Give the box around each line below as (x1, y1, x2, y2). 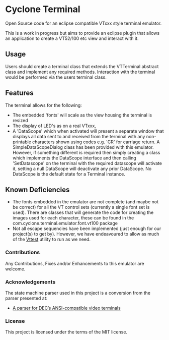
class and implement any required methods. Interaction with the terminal (5, 69, 155, 75)
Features (5, 89, 34, 97)
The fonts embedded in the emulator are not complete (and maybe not (12, 199, 158, 205)
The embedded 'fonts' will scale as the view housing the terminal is (12, 112, 152, 118)
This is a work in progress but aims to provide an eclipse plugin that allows (5, 30, 160, 36)
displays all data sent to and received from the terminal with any (12, 133, 145, 139)
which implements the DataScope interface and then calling (12, 155, 137, 161)
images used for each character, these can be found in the (12, 215, 134, 221)
